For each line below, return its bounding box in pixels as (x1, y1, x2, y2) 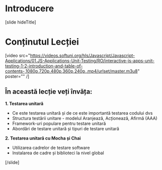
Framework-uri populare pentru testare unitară (12, 121, 106, 126)
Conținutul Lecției (5, 36, 79, 48)
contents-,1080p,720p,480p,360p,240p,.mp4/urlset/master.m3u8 (5, 68, 138, 74)
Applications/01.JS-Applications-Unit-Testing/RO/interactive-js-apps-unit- (5, 57, 155, 64)
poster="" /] (5, 73, 29, 79)
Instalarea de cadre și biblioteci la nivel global (12, 150, 104, 156)
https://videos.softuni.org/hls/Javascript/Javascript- (30, 52, 135, 58)
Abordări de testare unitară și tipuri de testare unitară (12, 125, 119, 131)
